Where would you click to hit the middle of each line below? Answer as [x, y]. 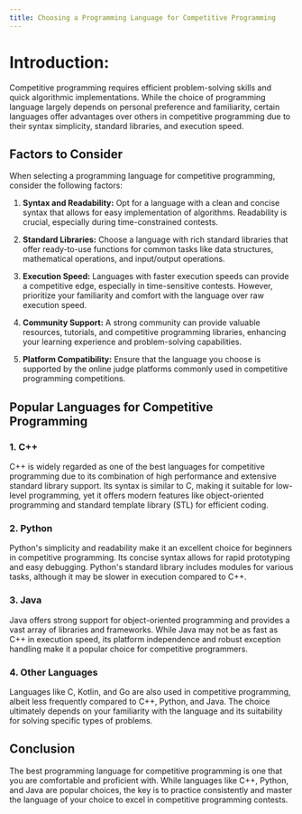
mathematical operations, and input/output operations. [124, 259]
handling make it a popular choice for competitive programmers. [128, 649]
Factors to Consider [66, 154]
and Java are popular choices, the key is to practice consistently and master [151, 790]
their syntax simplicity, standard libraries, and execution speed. [127, 126]
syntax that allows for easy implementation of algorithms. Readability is [155, 212]
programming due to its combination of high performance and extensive [143, 476]
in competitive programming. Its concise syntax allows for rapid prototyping [150, 557]
